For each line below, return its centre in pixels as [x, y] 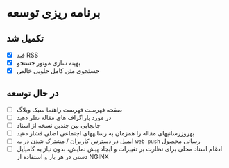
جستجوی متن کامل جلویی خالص [58, 71]
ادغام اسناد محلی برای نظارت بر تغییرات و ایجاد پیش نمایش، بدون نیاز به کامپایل [119, 149]
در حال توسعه [33, 93]
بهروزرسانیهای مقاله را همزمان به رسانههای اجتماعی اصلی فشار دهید [105, 133]
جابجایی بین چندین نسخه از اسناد [59, 126]
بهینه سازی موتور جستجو [48, 63]
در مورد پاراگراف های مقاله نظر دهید [64, 118]
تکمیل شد [25, 39]
